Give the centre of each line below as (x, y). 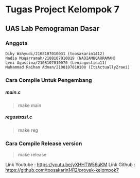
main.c (13, 92)
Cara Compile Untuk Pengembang (49, 80)
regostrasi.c (19, 117)
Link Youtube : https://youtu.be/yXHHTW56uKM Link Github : (70, 165)
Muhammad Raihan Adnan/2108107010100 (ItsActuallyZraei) (68, 67)
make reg (28, 130)
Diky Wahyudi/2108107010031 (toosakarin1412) (55, 54)
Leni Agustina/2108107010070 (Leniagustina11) (56, 63)
